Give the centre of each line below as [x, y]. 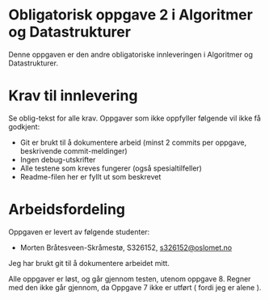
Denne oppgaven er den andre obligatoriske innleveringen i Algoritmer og [130, 54]
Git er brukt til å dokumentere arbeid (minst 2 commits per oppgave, [133, 142]
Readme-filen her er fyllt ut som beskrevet [90, 176]
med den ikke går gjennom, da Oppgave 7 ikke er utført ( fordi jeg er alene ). [135, 287]
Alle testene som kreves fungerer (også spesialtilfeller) [111, 168]
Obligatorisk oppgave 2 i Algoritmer [130, 15]
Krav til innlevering [73, 96]
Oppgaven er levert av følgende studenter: [79, 231]
